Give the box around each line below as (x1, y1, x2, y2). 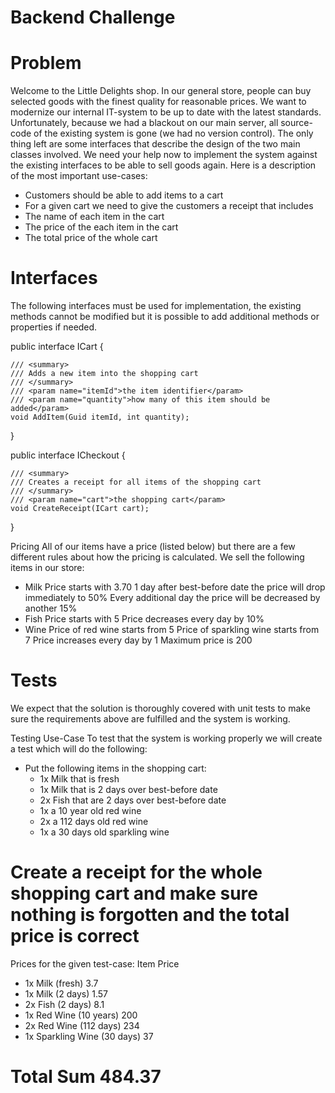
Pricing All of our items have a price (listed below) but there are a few (10, 541, 296, 553)
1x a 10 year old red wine (39, 805, 142, 816)
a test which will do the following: (10, 743, 148, 755)
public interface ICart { (10, 341, 104, 353)
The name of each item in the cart (24, 211, 165, 223)
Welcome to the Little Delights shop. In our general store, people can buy (10, 85, 312, 97)
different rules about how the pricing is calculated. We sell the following (10, 551, 305, 563)
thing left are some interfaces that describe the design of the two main (10, 138, 301, 150)
